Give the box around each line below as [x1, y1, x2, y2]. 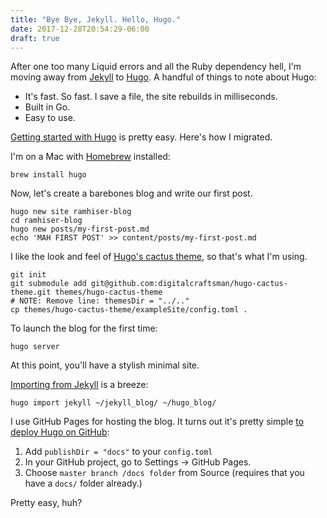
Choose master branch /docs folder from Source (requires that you [24, 467, 305, 479]
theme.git [10, 287, 52, 298]
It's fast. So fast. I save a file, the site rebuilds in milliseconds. [24, 91, 278, 103]
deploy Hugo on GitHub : [10, 426, 110, 438]
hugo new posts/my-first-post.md [10, 224, 150, 235]
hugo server [10, 342, 60, 352]
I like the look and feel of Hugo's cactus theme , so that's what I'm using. [10, 251, 308, 263]
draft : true [10, 33, 60, 43]
